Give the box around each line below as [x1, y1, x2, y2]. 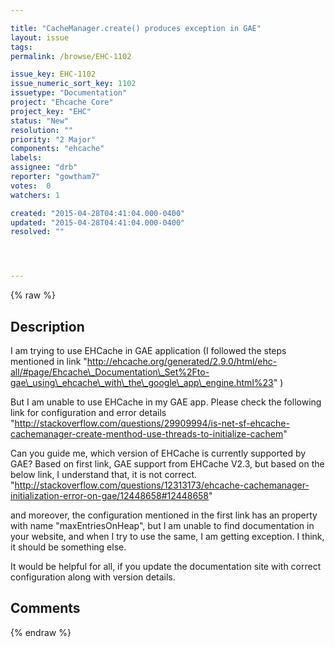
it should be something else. [10, 541, 127, 553]
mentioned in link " [10, 355, 88, 367]
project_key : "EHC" [10, 106, 92, 116]
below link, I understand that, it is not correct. [10, 468, 198, 480]
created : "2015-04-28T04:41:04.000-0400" [10, 208, 186, 218]
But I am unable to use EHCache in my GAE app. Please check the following [10, 396, 322, 408]
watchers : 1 [10, 190, 60, 200]
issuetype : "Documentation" [10, 88, 128, 98]
